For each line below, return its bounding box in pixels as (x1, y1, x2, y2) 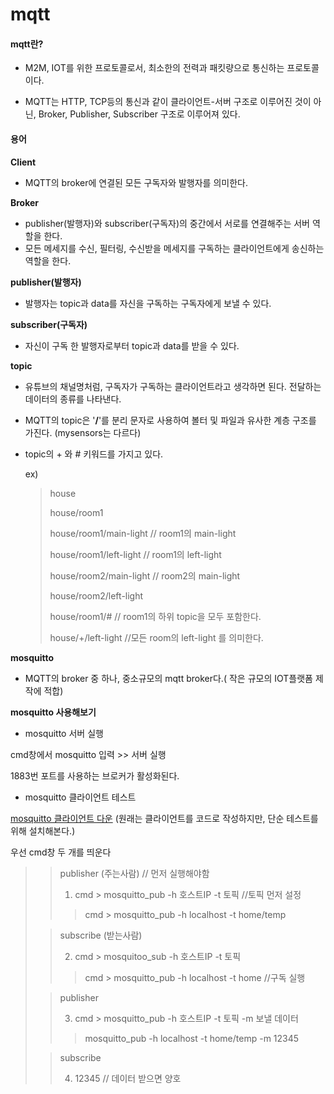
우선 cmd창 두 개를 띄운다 (10, 846, 112, 858)
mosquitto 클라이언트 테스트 (24, 791, 137, 803)
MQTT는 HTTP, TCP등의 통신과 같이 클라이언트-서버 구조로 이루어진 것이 (24, 96, 312, 108)
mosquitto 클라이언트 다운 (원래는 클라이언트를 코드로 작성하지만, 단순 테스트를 (10, 812, 319, 824)
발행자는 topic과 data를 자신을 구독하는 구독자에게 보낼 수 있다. (24, 297, 272, 309)
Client (10, 156, 37, 168)
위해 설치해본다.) (10, 824, 76, 837)
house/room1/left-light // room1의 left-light (49, 548, 222, 560)
